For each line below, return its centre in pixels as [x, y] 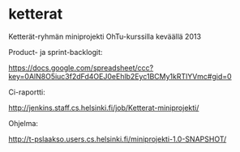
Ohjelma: [24, 123]
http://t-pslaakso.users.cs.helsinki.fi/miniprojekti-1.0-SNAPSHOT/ [118, 139]
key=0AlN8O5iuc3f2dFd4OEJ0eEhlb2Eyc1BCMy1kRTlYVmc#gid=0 [120, 76]
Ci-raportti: [27, 92]
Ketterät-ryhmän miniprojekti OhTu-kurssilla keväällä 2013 [105, 36]
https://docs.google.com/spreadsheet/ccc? [81, 68]
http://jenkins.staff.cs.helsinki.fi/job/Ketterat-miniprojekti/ [104, 108]
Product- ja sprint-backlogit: [56, 52]
